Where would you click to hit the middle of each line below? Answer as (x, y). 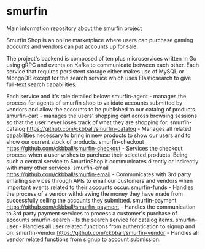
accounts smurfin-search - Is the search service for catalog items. (90, 220)
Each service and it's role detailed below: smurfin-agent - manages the (96, 96)
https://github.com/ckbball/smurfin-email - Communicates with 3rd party (99, 174)
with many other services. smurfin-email (57, 168)
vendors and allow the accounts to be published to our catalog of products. (102, 109)
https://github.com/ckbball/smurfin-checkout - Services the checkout (95, 148)
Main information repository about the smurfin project (74, 28)
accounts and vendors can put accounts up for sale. (72, 46)
